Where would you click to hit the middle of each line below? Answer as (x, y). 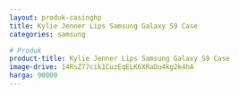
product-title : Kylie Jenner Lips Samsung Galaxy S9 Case (119, 59)
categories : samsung (48, 34)
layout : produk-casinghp (55, 17)
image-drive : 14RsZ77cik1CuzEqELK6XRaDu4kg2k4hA (102, 67)
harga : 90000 (34, 76)
